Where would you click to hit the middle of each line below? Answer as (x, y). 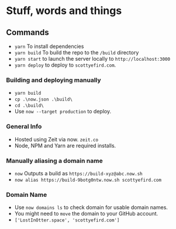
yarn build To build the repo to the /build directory (77, 53)
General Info (24, 127)
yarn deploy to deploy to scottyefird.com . (65, 65)
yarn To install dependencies (49, 46)
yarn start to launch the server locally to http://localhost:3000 (92, 59)
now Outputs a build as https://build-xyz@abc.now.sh (78, 173)
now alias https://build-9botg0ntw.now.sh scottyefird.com (88, 180)
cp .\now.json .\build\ (44, 100)
